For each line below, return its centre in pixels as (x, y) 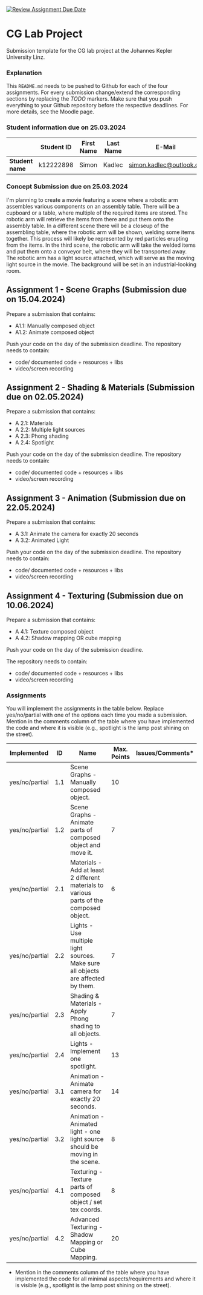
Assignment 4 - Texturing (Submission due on (95, 596)
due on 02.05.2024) (45, 397)
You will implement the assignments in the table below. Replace (85, 709)
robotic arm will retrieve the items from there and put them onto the (90, 219)
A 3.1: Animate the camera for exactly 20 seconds (77, 534)
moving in (84, 1154)
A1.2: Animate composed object (54, 332)
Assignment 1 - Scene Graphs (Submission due (97, 290)
